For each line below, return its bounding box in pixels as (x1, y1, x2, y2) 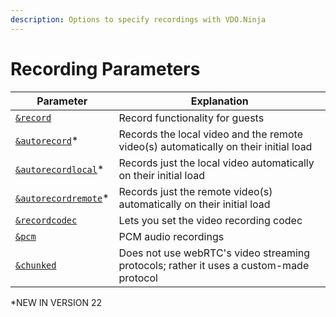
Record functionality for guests (118, 111, 265, 125)
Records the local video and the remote (118, 127, 304, 141)
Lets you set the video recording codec (118, 213, 303, 227)
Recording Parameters (10, 57, 201, 80)
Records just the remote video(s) (118, 184, 273, 198)
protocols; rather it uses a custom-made (118, 258, 310, 272)
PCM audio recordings (118, 229, 225, 243)
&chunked (15, 259, 57, 271)
